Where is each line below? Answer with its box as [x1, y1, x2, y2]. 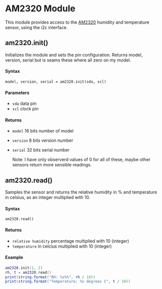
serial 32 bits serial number [12, 147, 70, 153]
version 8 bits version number [12, 137, 74, 143]
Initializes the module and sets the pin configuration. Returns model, [5, 52, 143, 58]
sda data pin [12, 100, 37, 106]
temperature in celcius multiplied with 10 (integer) [12, 243, 112, 249]
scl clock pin [12, 106, 39, 112]
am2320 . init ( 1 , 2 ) [5, 265, 43, 270]
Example [5, 255, 24, 260]
